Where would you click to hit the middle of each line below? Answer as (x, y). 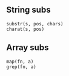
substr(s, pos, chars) (35, 24)
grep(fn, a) (21, 67)
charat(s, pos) (25, 29)
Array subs (28, 48)
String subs (28, 10)
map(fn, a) (20, 62)
